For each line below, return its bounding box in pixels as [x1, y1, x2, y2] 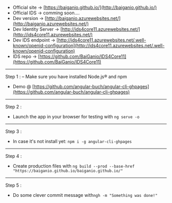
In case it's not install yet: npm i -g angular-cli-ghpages [12, 138, 132, 144]
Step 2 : [5, 104, 22, 110]
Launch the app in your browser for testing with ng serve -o [12, 114, 140, 119]
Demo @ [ [12, 84, 34, 89]
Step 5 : [5, 182, 22, 188]
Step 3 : [5, 128, 22, 134]
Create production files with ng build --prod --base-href [12, 163, 135, 169]
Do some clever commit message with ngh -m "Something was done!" [12, 192, 158, 198]
